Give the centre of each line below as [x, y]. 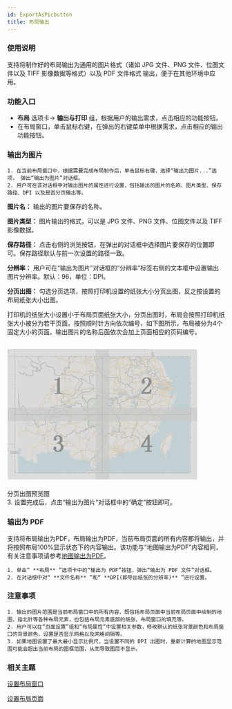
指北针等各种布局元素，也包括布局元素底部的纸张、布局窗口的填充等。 [102, 619]
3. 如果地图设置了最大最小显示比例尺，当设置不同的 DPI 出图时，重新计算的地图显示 [112, 641]
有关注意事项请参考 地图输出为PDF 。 [59, 555]
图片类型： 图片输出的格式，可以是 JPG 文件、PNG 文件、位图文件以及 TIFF [115, 221]
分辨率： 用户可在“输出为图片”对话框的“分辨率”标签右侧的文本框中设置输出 [113, 268]
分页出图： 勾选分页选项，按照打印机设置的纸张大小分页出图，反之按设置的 [114, 291]
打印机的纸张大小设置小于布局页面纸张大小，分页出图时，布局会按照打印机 [113, 315]
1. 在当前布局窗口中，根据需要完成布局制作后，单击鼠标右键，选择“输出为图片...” [109, 171]
